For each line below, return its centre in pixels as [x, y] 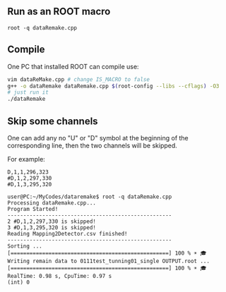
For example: [26, 159]
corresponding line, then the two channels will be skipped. [93, 145]
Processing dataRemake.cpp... [52, 203]
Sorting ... [25, 246]
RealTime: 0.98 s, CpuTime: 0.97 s [60, 276]
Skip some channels [53, 121]
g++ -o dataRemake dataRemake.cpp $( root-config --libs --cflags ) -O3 [113, 86]
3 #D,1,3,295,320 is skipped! [52, 227]
